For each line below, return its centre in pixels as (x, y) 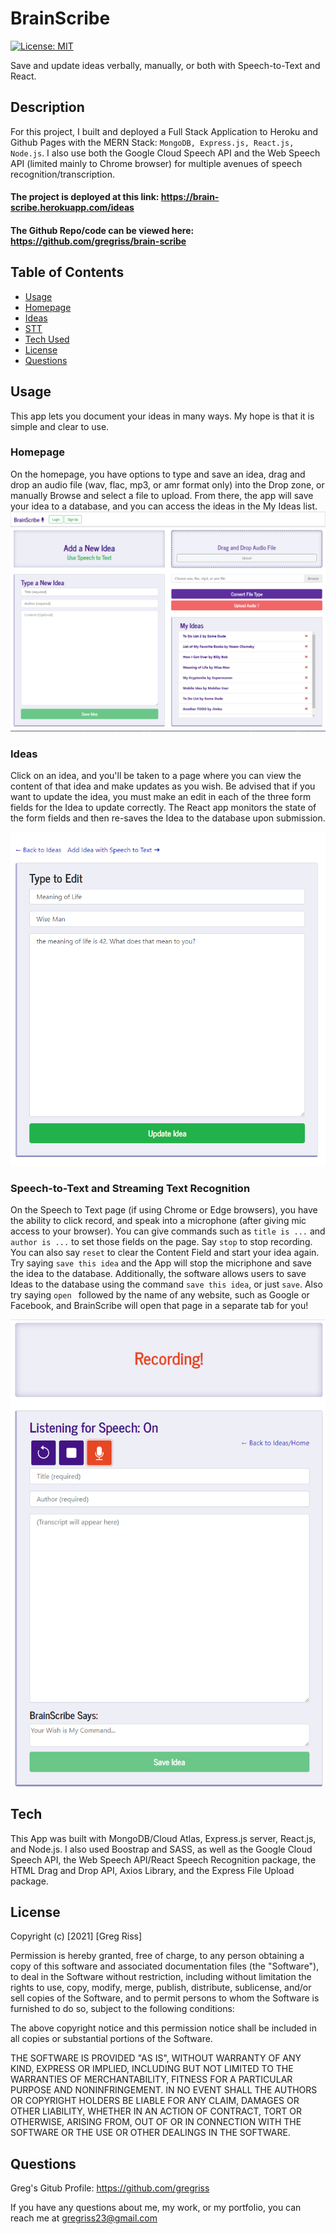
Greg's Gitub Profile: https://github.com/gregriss (110, 2188)
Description (47, 107)
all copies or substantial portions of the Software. (111, 2039)
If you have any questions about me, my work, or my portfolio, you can (156, 2208)
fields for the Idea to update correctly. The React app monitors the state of (163, 808)
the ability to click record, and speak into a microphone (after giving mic (158, 1220)
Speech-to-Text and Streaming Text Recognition (130, 1188)
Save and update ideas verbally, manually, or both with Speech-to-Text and (165, 65)
